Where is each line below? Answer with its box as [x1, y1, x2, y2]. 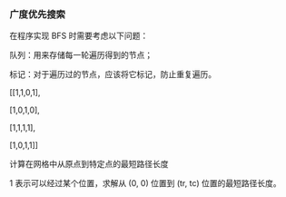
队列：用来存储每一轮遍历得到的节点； [9, 50, 153, 61]
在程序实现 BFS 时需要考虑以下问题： [9, 30, 149, 42]
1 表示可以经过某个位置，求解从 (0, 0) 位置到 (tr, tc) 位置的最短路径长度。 [9, 178, 281, 189]
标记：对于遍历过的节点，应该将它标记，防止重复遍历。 [9, 69, 216, 80]
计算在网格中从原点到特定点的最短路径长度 [9, 159, 169, 170]
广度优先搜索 [9, 7, 66, 20]
